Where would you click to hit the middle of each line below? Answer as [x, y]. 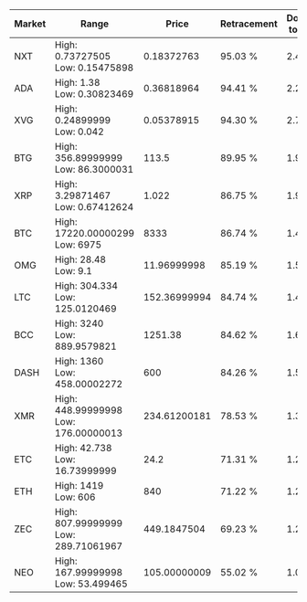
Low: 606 [75, 497]
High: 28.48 [80, 259]
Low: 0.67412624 [94, 207]
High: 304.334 [86, 285]
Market [30, 24]
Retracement [249, 24]
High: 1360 [79, 361]
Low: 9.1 [74, 271]
